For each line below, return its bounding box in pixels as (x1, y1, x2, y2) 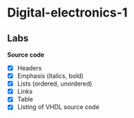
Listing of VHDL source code (17, 103, 100, 111)
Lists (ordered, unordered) (17, 79, 93, 88)
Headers (17, 64, 42, 72)
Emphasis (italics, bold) (17, 72, 84, 80)
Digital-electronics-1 (7, 5, 128, 21)
